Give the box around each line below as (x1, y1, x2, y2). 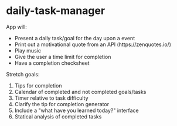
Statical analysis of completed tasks (14, 113, 102, 120)
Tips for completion (14, 82, 62, 89)
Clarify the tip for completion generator (14, 100, 110, 107)
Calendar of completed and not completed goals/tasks (14, 88, 147, 95)
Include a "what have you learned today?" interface (14, 107, 139, 114)
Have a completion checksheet (14, 60, 90, 66)
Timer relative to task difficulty (14, 94, 89, 101)
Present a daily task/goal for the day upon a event (14, 34, 135, 41)
